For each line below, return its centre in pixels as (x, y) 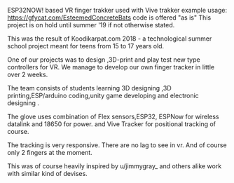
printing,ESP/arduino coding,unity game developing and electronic (103, 95)
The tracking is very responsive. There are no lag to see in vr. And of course (117, 145)
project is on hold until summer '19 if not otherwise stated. (91, 25)
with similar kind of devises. (47, 174)
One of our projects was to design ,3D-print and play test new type (104, 60)
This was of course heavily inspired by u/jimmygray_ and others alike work (115, 166)
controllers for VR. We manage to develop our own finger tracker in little (111, 67)
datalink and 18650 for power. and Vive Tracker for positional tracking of (111, 124)
